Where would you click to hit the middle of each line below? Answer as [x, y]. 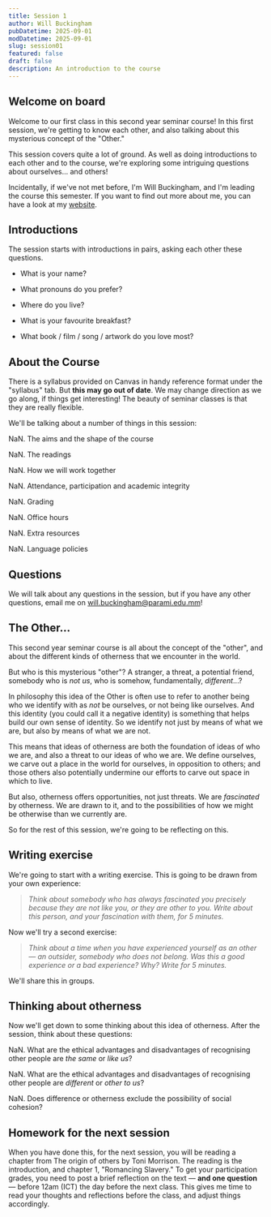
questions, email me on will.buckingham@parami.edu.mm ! [106, 602]
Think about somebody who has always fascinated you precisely [137, 899]
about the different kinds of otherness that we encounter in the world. [125, 656]
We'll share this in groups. [52, 980]
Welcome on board [57, 102]
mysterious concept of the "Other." [67, 138]
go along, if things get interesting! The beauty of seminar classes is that [128, 399]
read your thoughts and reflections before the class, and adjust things [125, 1195]
